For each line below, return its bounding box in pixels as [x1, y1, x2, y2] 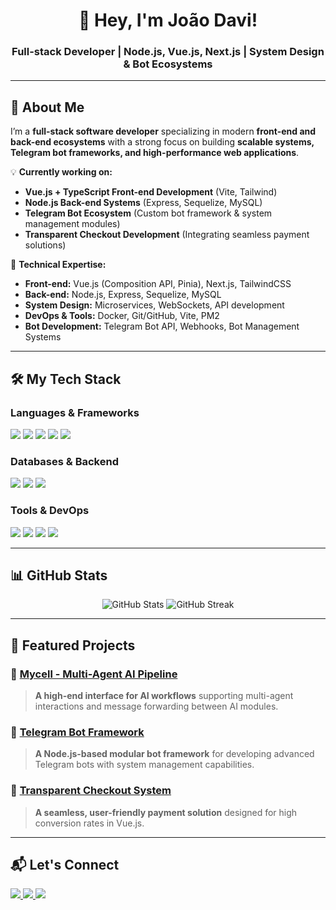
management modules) [24, 218, 121, 230]
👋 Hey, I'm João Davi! [78, 9, 258, 32]
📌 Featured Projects [10, 637, 136, 654]
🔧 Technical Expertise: [10, 259, 107, 271]
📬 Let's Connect [10, 857, 120, 874]
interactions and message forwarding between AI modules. [34, 700, 279, 713]
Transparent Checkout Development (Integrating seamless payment [24, 229, 310, 241]
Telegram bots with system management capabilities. [34, 759, 255, 771]
